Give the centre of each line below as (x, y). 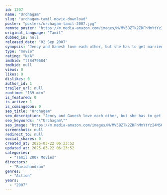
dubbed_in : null (22, 38)
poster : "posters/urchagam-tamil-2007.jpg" (51, 24)
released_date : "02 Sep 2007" (37, 42)
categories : (17, 153)
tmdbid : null (19, 65)
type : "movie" (20, 51)
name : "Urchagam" (23, 14)
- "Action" (21, 176)
